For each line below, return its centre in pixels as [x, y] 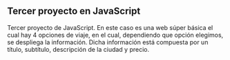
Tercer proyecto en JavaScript [74, 11]
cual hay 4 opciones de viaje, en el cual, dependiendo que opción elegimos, [115, 35]
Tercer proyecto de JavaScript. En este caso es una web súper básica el [110, 27]
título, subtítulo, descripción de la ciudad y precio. [78, 49]
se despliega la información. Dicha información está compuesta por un [108, 42]
